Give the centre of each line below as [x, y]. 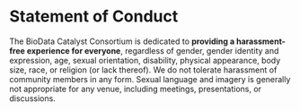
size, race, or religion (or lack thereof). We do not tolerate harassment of [143, 70]
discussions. [32, 98]
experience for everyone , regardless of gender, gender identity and [153, 50]
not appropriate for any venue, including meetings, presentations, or [136, 89]
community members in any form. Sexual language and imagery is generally [150, 79]
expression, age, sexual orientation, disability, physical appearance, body [145, 60]
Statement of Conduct [94, 17]
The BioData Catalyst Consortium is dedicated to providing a [122, 41]
